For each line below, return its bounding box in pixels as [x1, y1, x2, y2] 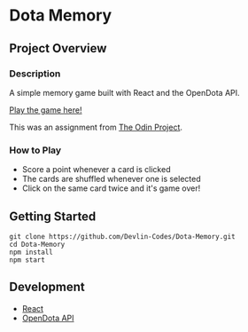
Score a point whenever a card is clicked [21, 164, 171, 175]
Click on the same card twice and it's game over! [21, 183, 201, 194]
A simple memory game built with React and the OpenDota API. [9, 87, 241, 98]
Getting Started [9, 209, 97, 224]
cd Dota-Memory [9, 240, 66, 249]
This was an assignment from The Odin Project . [9, 122, 183, 132]
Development [9, 280, 86, 295]
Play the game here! [9, 104, 82, 115]
